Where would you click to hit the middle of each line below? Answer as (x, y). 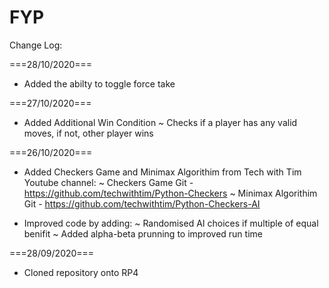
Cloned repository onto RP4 (81, 272)
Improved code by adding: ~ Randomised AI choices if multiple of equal (171, 223)
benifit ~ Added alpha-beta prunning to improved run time (143, 233)
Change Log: (36, 45)
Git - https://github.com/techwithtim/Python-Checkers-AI (142, 203)
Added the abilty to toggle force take (99, 83)
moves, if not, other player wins (88, 133)
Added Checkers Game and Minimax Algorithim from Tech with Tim (162, 172)
